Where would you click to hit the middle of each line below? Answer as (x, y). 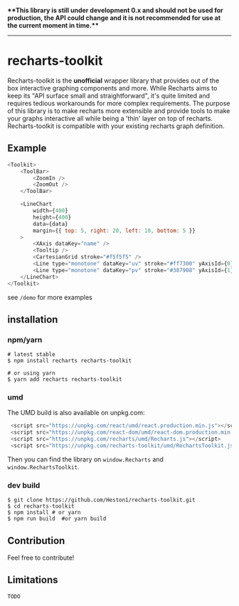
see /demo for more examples (50, 297)
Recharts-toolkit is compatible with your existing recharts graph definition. (116, 126)
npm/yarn (25, 340)
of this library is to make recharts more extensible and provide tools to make (119, 110)
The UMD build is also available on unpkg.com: (76, 413)
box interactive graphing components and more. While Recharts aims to (112, 88)
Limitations (33, 580)
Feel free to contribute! (41, 558)
